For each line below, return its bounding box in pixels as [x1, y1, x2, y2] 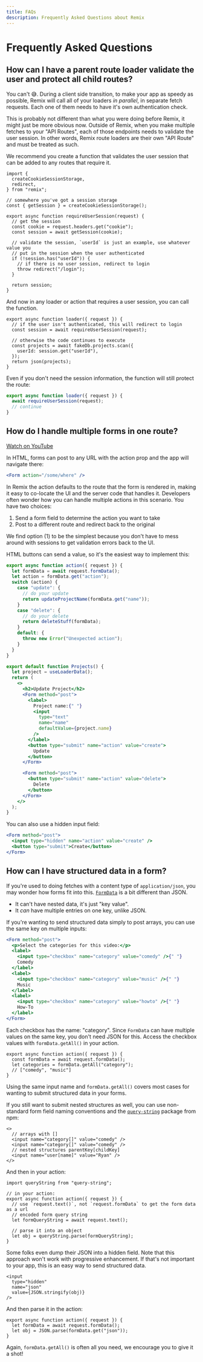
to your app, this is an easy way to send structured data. [6, 1261, 147, 1269]
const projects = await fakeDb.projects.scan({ [11, 342, 134, 349]
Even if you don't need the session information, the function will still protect [6, 374, 195, 382]
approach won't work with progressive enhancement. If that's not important [6, 1255, 195, 1263]
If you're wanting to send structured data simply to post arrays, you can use [6, 918, 195, 926]
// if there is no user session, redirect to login [17, 261, 150, 267]
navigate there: [6, 460, 44, 467]
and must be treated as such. [6, 141, 79, 148]
